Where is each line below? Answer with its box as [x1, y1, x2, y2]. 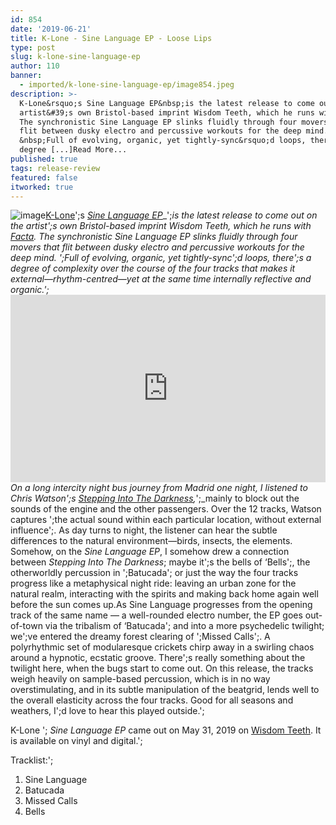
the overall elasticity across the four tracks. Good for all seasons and [10, 694, 294, 706]
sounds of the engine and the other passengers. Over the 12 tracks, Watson [10, 503, 322, 515]
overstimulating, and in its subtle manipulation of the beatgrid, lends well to [10, 684, 320, 696]
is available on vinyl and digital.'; [10, 735, 143, 747]
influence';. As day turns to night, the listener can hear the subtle [10, 524, 278, 536]
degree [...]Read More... [19, 145, 128, 155]
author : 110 [10, 61, 60, 71]
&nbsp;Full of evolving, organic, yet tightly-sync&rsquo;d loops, [19, 136, 307, 146]
